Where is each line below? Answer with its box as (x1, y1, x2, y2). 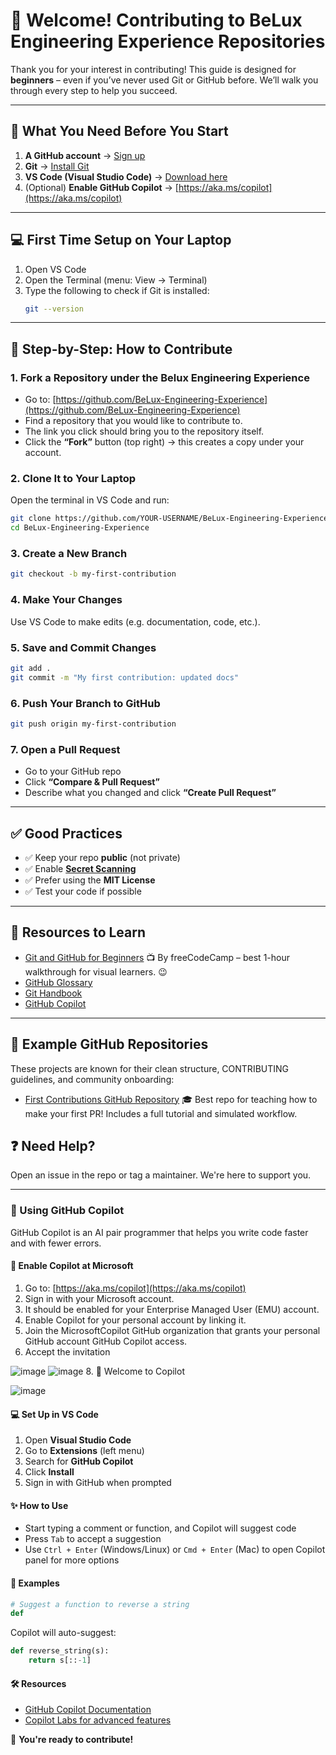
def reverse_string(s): (10, 1646, 110, 1656)
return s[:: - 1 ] (28, 1655, 92, 1666)
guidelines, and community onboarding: (10, 1073, 175, 1085)
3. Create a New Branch (10, 547, 128, 561)
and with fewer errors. (10, 1237, 102, 1249)
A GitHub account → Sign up (24, 149, 146, 161)
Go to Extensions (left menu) (24, 1445, 145, 1457)
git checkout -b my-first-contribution (10, 569, 177, 579)
